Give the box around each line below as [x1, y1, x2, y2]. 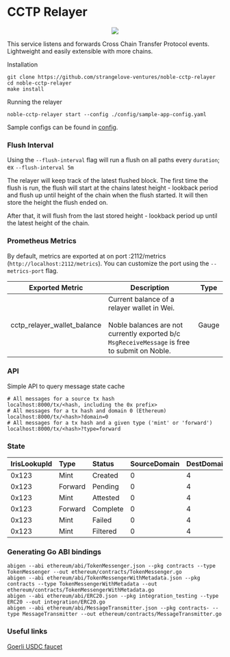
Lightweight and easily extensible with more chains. [7, 47, 153, 55]
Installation [7, 60, 38, 69]
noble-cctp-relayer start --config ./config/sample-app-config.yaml [7, 111, 207, 118]
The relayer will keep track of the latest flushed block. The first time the [7, 177, 209, 185]
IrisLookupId [10, 459, 53, 469]
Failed [92, 515, 112, 525]
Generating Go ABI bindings [7, 547, 101, 557]
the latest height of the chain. [7, 219, 90, 227]
